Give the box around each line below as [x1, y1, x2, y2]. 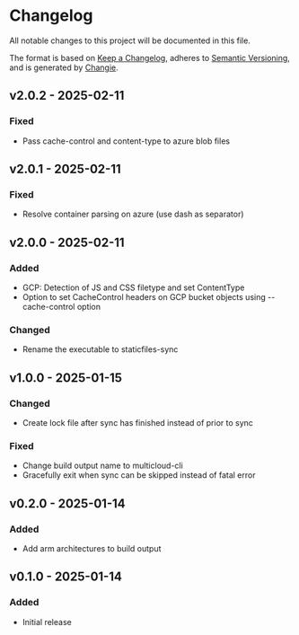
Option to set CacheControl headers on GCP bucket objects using [22, 292, 267, 302]
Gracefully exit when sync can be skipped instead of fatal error [22, 470, 256, 481]
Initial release [22, 616, 72, 627]
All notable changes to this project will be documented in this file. [9, 35, 251, 46]
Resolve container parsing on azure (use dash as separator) [22, 208, 244, 220]
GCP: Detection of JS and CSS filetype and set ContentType [22, 282, 245, 293]
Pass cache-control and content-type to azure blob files [22, 136, 231, 146]
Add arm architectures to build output [22, 542, 162, 553]
